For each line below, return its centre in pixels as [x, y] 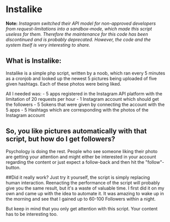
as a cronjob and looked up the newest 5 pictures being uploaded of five [81, 78]
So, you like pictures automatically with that [76, 131]
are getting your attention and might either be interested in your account [81, 157]
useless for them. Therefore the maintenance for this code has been [77, 34]
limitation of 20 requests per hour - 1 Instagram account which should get [82, 99]
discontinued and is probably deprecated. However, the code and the [78, 40]
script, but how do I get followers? [60, 139]
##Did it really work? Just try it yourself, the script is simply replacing [78, 177]
